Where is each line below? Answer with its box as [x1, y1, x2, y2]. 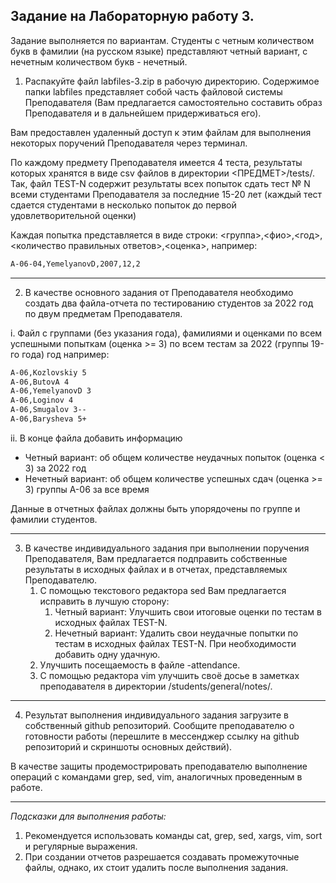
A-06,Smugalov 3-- [10, 405, 87, 415]
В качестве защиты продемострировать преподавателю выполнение [10, 760, 308, 772]
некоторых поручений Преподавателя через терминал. [10, 137, 248, 149]
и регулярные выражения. [24, 840, 138, 852]
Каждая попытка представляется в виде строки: [10, 229, 218, 241]
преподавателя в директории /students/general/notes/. [39, 680, 273, 692]
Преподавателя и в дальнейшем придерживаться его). [24, 107, 262, 119]
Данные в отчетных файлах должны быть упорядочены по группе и [10, 502, 301, 514]
